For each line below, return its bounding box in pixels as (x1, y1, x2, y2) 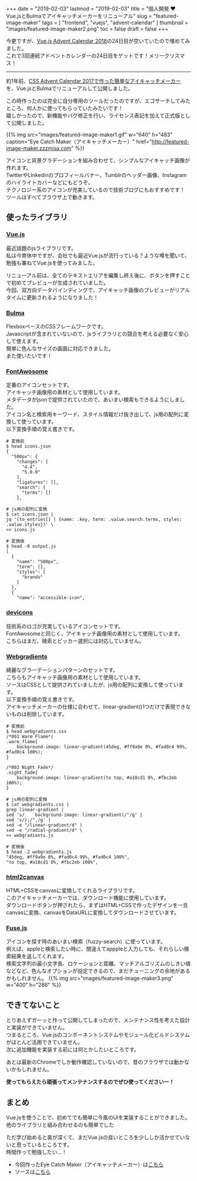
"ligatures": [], (16, 480, 59, 486)
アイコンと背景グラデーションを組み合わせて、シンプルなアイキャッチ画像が (6, 157, 191, 163)
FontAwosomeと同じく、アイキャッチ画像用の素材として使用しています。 (6, 630, 184, 637)
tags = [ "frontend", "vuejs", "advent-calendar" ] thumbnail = (42, 19, 189, 26)
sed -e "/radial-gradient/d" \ (6, 827, 83, 833)
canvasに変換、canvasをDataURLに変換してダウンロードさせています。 (6, 909, 180, 916)
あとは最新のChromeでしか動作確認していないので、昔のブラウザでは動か (6, 1059, 185, 1066)
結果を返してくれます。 (11, 953, 67, 960)
